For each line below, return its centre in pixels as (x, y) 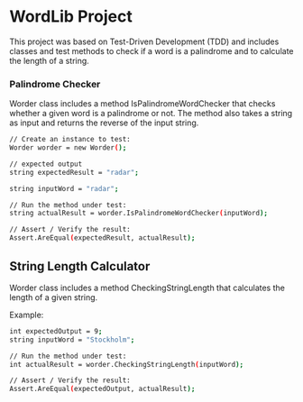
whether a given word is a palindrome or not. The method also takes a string (151, 114)
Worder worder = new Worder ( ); (68, 148)
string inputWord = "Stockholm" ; (72, 340)
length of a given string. (54, 297)
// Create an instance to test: (70, 140)
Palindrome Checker (55, 84)
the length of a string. (50, 60)
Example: (27, 315)
